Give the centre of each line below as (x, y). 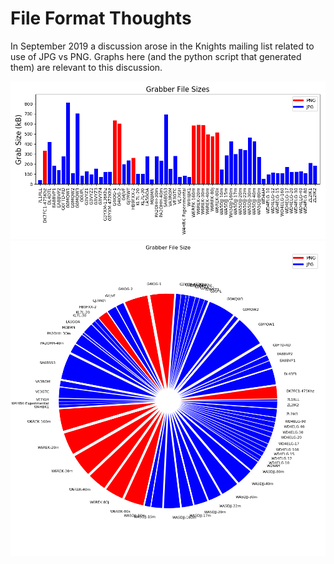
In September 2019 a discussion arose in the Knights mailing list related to (162, 46)
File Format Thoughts (101, 18)
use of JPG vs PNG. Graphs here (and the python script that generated (156, 56)
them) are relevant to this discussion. (86, 67)
